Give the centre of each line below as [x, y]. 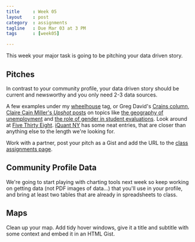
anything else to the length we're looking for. [61, 131]
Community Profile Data [51, 168]
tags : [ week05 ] [33, 34]
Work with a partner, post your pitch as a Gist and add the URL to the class [97, 143]
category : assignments [37, 22]
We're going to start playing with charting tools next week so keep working [97, 182]
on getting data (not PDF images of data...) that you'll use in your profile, [94, 188]
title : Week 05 [32, 12]
